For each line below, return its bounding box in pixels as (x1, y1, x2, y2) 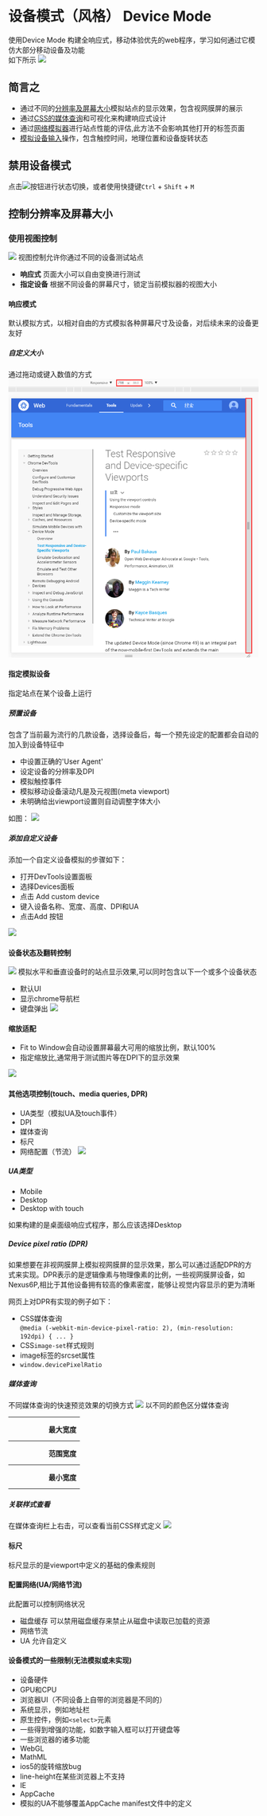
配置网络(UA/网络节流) (8, 1580, 83, 1590)
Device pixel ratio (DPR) (8, 1239, 88, 1248)
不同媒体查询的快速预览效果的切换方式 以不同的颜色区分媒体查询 (8, 1401, 229, 1410)
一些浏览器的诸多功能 (19, 1735, 90, 1744)
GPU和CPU (19, 1685, 57, 1694)
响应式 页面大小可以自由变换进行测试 (19, 269, 141, 279)
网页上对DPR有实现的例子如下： (8, 1297, 114, 1307)
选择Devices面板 (19, 882, 75, 891)
